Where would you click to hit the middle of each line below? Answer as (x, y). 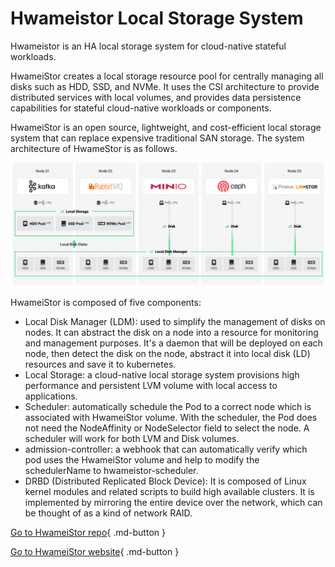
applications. (51, 396)
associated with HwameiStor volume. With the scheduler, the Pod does (171, 418)
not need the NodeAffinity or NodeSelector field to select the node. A (167, 428)
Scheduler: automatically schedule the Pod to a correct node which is (168, 407)
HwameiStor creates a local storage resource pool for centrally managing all (167, 76)
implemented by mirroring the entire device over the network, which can (173, 503)
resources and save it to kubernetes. (100, 364)
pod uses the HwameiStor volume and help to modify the (142, 460)
